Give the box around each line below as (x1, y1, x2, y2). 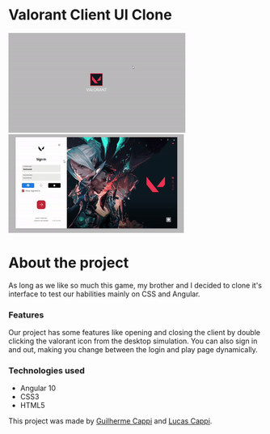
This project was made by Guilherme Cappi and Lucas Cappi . (8, 416, 213, 426)
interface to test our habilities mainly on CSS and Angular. (8, 289, 200, 299)
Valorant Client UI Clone (8, 6, 172, 24)
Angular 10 (19, 383, 57, 394)
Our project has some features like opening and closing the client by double (8, 328, 261, 338)
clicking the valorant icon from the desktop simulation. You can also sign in (8, 336, 258, 346)
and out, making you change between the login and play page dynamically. (8, 345, 259, 355)
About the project (8, 253, 129, 272)
